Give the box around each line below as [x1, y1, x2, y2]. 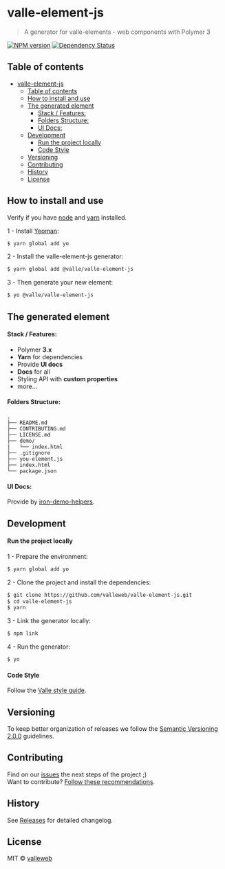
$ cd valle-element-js [7, 598, 72, 605]
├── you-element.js [7, 455, 63, 462]
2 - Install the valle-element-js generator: [7, 252, 124, 260]
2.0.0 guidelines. [7, 732, 54, 741]
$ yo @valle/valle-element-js [7, 292, 94, 298]
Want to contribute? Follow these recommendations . [7, 777, 156, 785]
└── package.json [7, 468, 57, 475]
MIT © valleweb [7, 854, 53, 863]
